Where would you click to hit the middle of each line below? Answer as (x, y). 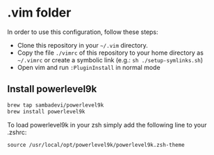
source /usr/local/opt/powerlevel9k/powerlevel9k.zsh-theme (96, 145)
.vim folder (39, 13)
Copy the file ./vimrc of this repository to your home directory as (110, 53)
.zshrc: (17, 132)
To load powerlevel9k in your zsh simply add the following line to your (107, 125)
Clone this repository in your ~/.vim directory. (82, 45)
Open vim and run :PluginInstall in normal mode (89, 67)
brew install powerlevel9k (46, 111)
